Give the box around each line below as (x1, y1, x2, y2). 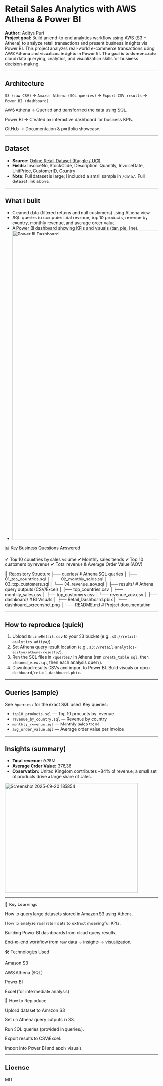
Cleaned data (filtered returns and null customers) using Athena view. (12, 210, 151, 216)
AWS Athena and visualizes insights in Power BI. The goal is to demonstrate (5, 50, 156, 56)
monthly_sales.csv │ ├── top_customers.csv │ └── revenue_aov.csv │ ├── (5, 592, 158, 597)
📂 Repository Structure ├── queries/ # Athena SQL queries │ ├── (5, 571, 137, 577)
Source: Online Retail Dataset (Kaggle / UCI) (12, 157, 101, 163)
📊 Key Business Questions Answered (5, 545, 80, 551)
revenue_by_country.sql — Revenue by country (12, 716, 107, 722)
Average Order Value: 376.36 (12, 763, 72, 769)
